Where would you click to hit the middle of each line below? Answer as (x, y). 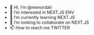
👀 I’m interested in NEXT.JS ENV (42, 12)
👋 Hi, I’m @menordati (31, 7)
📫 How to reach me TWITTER (40, 28)
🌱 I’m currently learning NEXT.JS (42, 17)
